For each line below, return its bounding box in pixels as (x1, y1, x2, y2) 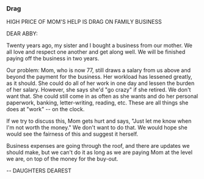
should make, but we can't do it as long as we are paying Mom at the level (6, 148, 193, 156)
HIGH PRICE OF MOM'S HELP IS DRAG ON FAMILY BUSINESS (6, 18, 162, 26)
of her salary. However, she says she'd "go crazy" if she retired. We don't (6, 86, 191, 93)
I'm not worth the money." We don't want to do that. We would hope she (6, 124, 188, 131)
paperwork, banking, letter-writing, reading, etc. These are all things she (6, 99, 189, 106)
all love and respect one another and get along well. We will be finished (6, 48, 186, 56)
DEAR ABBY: (6, 30, 38, 37)
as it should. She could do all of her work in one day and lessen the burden (6, 79, 195, 87)
